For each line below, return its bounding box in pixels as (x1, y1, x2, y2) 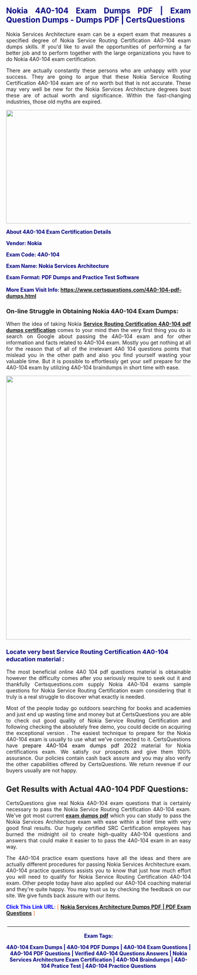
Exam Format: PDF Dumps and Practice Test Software (6, 273, 140, 280)
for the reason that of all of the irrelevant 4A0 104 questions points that (6, 346, 191, 353)
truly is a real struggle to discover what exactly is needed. (6, 693, 145, 700)
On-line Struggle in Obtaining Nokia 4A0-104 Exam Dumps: (6, 307, 179, 315)
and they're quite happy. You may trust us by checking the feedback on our (6, 886, 191, 893)
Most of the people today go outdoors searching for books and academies (6, 705, 191, 712)
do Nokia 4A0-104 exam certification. (6, 55, 97, 62)
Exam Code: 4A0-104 (6, 250, 60, 258)
